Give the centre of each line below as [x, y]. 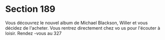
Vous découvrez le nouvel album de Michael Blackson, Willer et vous [76, 23]
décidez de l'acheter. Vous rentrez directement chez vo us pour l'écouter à [83, 28]
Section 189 [30, 9]
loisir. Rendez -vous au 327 [33, 33]
